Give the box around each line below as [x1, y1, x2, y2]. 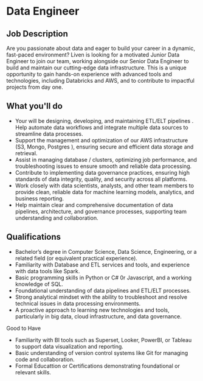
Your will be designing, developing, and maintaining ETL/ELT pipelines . [15, 117, 194, 124]
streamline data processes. [15, 130, 83, 138]
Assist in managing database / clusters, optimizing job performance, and [15, 156, 198, 163]
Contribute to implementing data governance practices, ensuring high [15, 169, 190, 176]
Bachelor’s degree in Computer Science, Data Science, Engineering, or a [15, 248, 197, 255]
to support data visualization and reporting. [15, 343, 123, 350]
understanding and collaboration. [15, 214, 98, 222]
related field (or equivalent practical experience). [15, 254, 138, 262]
